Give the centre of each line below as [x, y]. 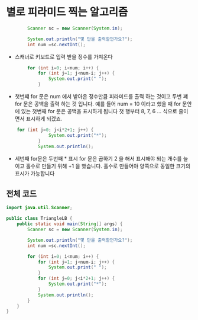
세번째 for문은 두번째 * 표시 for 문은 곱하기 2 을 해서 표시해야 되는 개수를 [98, 158]
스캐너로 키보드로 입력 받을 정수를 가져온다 [64, 56]
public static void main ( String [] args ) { [70, 224]
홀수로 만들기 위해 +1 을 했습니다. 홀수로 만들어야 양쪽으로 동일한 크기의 [108, 166]
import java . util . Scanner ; [39, 208]
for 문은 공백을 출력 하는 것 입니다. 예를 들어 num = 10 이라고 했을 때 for [98, 104]
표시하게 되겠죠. [44, 119]
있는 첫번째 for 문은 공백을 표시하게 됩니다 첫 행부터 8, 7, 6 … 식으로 [99, 111]
